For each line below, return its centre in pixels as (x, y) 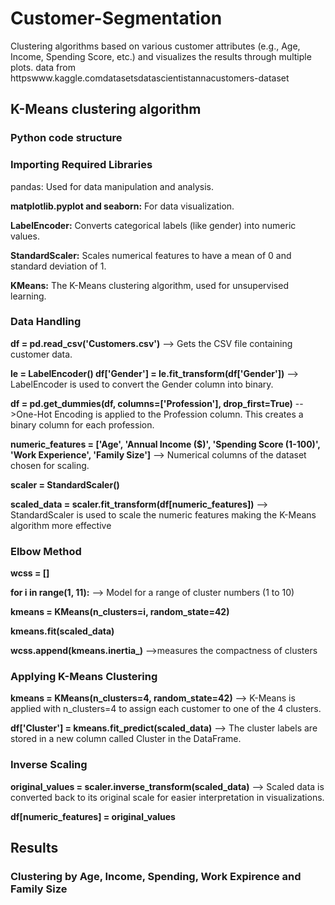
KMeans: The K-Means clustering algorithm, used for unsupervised (149, 285)
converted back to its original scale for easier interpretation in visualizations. (167, 797)
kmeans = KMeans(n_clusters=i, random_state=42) (120, 612)
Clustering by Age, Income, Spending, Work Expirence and (156, 877)
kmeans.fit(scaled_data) (62, 631)
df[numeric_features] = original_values (93, 816)
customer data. (41, 354)
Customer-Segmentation (116, 18)
